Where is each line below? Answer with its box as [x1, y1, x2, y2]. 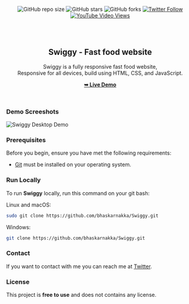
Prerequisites [6, 136, 46, 145]
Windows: [6, 223, 31, 231]
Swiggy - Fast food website [48, 47, 152, 57]
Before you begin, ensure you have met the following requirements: [6, 149, 172, 156]
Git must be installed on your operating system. [14, 161, 131, 168]
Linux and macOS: [6, 201, 51, 208]
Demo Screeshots [6, 108, 59, 116]
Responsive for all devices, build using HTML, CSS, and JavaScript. [17, 69, 183, 76]
